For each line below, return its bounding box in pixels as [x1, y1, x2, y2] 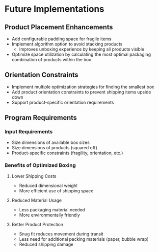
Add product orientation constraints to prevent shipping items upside [11, 89, 151, 95]
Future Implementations [4, 3, 105, 15]
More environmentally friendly [19, 212, 80, 218]
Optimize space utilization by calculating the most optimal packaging [11, 51, 151, 57]
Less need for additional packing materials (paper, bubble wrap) [19, 236, 149, 242]
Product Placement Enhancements [4, 23, 113, 31]
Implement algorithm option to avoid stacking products [11, 41, 123, 47]
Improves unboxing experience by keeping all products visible [19, 46, 144, 52]
